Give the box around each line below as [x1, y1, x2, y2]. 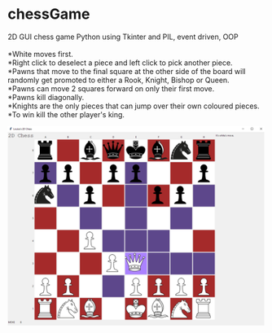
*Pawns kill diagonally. [7, 92, 85, 102]
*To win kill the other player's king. [7, 109, 125, 119]
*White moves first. [7, 49, 74, 59]
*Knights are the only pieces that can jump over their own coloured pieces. [7, 101, 260, 111]
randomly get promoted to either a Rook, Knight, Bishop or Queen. [7, 75, 230, 85]
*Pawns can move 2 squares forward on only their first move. [7, 83, 215, 94]
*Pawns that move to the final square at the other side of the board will [7, 66, 246, 76]
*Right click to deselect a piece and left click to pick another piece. [7, 58, 233, 68]
